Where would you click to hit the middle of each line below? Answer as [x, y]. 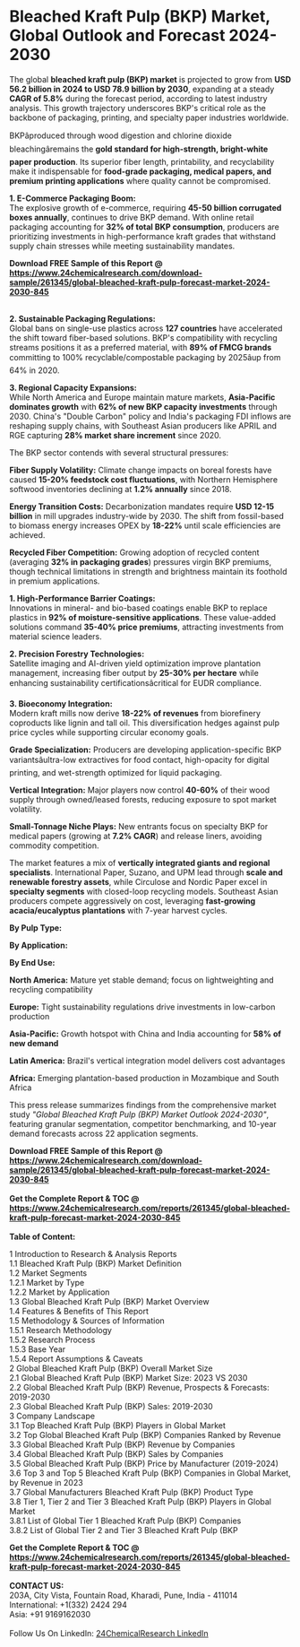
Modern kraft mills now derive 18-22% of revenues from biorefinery [135, 713]
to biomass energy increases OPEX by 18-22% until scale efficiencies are [145, 525]
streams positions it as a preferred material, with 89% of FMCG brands [141, 347]
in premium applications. [55, 581]
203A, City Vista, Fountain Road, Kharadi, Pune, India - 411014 [124, 1595]
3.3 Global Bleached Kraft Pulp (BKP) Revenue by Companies [122, 1444]
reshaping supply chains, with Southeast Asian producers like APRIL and [143, 425]
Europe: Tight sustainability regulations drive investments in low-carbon [142, 1007]
